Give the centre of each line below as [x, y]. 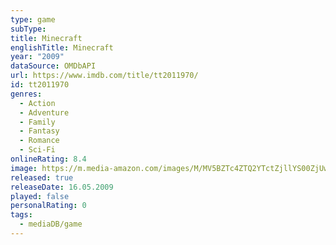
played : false [40, 196]
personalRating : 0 [48, 206]
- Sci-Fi [37, 150]
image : [24, 168]
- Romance [39, 141]
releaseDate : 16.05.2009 [62, 187]
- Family [37, 122]
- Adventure [44, 112]
